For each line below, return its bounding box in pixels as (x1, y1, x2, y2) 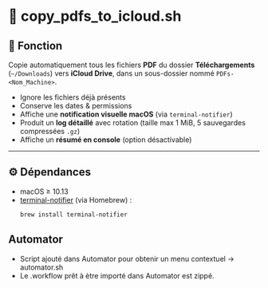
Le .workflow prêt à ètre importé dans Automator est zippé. (19, 270, 215, 280)
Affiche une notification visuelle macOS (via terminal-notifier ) (19, 109, 233, 119)
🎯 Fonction (8, 39, 63, 53)
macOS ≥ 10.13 (19, 187, 69, 196)
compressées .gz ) (19, 127, 81, 136)
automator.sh (19, 262, 64, 272)
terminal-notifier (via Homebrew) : (19, 195, 132, 204)
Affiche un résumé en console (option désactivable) (19, 135, 192, 144)
